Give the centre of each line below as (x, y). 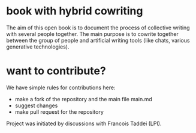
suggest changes (36, 105)
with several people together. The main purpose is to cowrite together (92, 34)
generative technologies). (38, 47)
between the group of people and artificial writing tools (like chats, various (98, 40)
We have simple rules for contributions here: (61, 87)
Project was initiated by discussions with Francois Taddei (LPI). (84, 123)
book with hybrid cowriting (75, 11)
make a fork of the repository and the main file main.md (84, 99)
